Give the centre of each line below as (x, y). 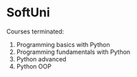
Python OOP (34, 66)
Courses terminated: (35, 31)
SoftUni (28, 13)
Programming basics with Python (63, 44)
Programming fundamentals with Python (73, 52)
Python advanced (41, 59)
